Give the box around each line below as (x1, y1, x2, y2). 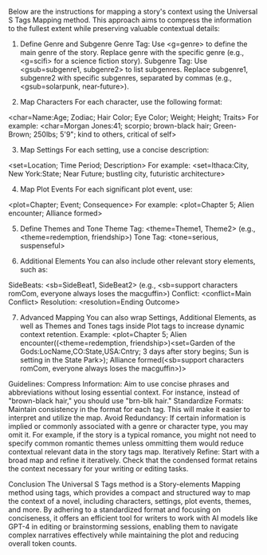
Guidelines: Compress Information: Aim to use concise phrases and (8, 379, 230, 388)
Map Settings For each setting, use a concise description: (19, 145, 210, 154)
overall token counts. (8, 539, 77, 548)
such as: (19, 265, 48, 274)
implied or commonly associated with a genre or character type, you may (8, 422, 249, 430)
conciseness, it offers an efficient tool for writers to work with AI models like (8, 513, 258, 522)
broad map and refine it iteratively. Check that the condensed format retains (8, 455, 257, 465)
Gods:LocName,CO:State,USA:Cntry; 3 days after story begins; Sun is (19, 347, 249, 356)
